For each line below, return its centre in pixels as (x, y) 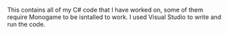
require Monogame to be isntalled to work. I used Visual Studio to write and (114, 17)
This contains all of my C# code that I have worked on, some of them (105, 10)
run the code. (26, 24)
